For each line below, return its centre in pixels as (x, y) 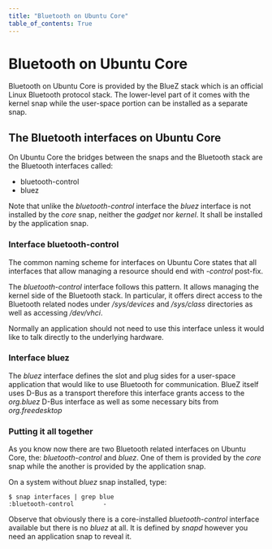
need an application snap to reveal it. (70, 537)
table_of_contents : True (50, 24)
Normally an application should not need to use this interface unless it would (136, 328)
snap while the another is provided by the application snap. (107, 466)
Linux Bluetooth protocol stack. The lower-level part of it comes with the (129, 95)
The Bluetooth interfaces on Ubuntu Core (115, 138)
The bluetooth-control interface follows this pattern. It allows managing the (134, 286)
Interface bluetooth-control (64, 245)
